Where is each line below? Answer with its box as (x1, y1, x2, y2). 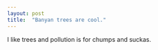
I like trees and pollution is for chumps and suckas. (7, 35, 152, 43)
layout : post (7, 10, 45, 17)
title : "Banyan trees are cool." (7, 16, 107, 23)
